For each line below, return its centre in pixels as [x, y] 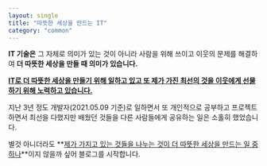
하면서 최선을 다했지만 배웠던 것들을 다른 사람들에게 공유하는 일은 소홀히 [120, 118]
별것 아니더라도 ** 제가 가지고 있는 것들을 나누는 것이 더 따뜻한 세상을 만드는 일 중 [133, 145]
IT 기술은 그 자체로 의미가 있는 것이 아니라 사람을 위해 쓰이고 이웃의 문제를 [122, 54]
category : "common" [41, 30]
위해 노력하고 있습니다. [58, 91]
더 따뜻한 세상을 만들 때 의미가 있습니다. [77, 64]
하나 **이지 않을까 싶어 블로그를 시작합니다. [74, 154]
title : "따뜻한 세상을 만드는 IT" [58, 23]
